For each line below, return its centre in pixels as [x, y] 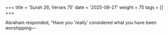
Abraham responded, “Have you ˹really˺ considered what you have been [81, 23]
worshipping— [21, 28]
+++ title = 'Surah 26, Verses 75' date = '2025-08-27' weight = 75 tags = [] [84, 7]
